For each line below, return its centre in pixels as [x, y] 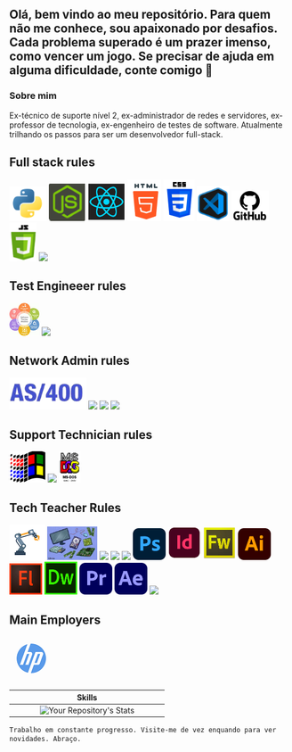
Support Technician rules [81, 435]
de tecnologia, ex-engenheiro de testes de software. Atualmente [165, 125]
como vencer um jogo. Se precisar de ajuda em [142, 57]
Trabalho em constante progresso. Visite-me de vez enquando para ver [143, 731]
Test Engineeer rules [68, 286]
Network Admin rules [70, 360]
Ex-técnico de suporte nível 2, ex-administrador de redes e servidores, [139, 115]
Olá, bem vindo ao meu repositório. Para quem [140, 15]
